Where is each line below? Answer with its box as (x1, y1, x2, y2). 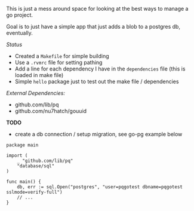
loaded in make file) (14, 72, 64, 78)
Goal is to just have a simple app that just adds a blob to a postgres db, (6, 23, 181, 30)
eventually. (6, 29, 33, 36)
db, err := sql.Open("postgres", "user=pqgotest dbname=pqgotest (17, 184, 183, 190)
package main (6, 142, 39, 148)
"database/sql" (17, 163, 55, 169)
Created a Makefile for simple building (14, 53, 109, 59)
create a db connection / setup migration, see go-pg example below (14, 131, 183, 137)
